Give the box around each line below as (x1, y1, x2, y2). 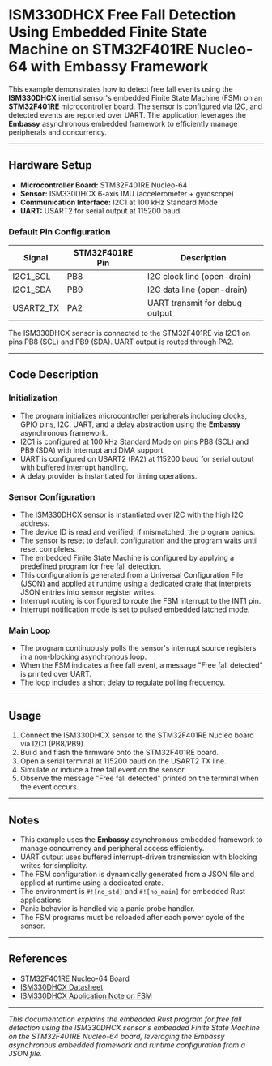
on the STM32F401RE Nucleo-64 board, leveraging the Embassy (8, 1031, 225, 1041)
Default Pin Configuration (8, 226, 111, 237)
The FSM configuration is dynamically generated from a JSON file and (19, 869, 255, 879)
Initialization (8, 392, 58, 403)
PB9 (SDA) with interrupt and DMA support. (19, 445, 166, 455)
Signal (23, 252, 49, 264)
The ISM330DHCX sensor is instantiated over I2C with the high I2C (19, 509, 244, 520)
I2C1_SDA (12, 284, 52, 295)
